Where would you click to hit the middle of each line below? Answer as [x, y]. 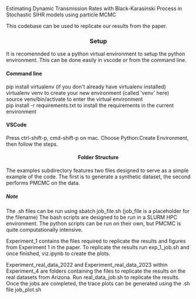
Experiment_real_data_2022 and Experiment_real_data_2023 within [87, 264]
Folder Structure [98, 157]
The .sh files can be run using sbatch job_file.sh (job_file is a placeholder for [98, 211]
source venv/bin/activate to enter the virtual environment [75, 99]
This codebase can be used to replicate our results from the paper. [87, 26]
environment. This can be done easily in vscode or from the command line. [97, 60]
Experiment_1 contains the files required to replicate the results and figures [96, 241]
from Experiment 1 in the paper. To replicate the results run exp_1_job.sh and [98, 247]
